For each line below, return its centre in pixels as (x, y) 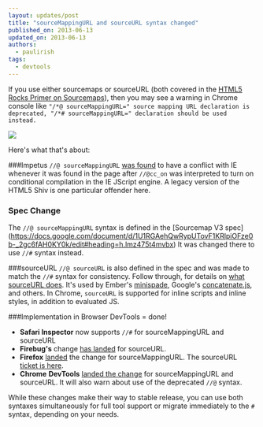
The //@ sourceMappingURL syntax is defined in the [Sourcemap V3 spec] (126, 228)
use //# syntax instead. (46, 253)
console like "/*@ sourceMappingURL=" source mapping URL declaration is (129, 106)
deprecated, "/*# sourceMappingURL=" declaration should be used (117, 113)
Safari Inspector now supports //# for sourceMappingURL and (122, 332)
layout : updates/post (44, 15)
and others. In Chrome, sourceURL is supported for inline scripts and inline (127, 293)
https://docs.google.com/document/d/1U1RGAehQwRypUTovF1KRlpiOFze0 (132, 236)
